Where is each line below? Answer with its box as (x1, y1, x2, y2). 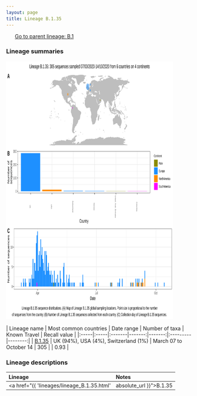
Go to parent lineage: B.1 (14, 32, 74, 39)
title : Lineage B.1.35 (6, 15, 62, 22)
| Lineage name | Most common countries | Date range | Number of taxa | (6, 325, 184, 332)
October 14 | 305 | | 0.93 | (6, 344, 69, 351)
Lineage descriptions (6, 358, 68, 367)
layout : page (6, 9, 38, 15)
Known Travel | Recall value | (6, 331, 76, 338)
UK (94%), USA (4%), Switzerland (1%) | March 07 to (53, 337, 182, 344)
